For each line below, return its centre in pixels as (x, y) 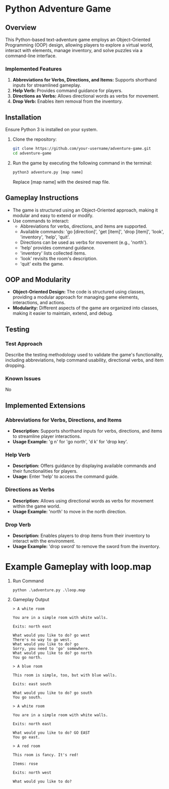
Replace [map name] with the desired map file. (61, 182)
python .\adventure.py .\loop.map (49, 590)
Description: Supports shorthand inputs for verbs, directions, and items (87, 431)
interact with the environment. (44, 541)
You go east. (26, 737)
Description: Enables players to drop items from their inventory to (81, 535)
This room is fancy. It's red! (46, 755)
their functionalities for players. (45, 471)
